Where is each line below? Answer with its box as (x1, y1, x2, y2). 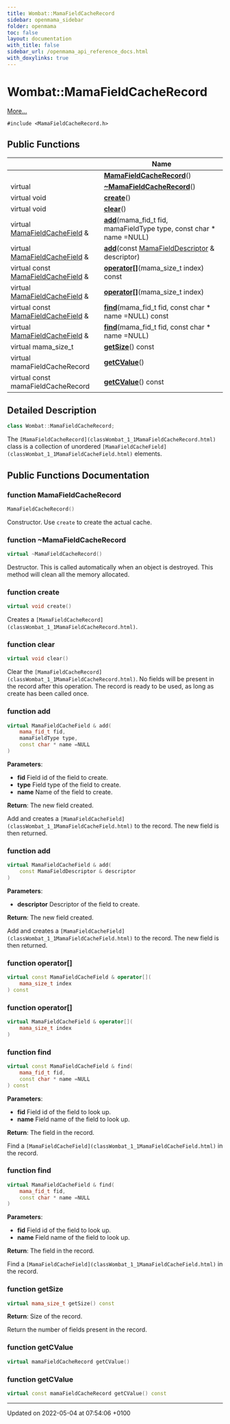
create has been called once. (7, 689, 89, 698)
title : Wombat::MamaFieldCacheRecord (7, 10, 115, 17)
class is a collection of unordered (7, 443, 101, 451)
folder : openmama (7, 23, 57, 29)
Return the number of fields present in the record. (7, 1325, 147, 1334)
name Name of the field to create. (16, 787, 113, 796)
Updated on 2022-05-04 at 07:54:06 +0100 (7, 1409, 131, 1417)
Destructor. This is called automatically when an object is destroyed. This (7, 563, 214, 571)
